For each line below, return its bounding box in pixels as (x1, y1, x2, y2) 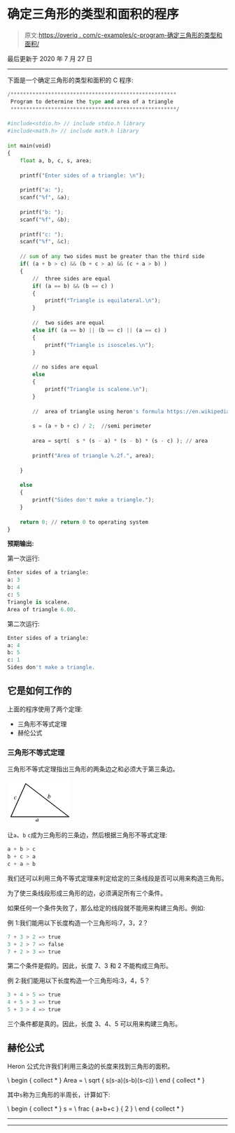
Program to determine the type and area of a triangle (10, 98, 173, 105)
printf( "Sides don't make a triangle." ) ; (32, 497, 155, 504)
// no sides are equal (32, 364, 99, 371)
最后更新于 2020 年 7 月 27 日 (7, 54, 93, 63)
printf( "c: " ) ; (20, 231, 64, 238)
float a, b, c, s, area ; (20, 157, 92, 164)
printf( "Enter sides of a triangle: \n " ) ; (20, 172, 145, 179)
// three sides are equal (32, 275, 111, 282)
